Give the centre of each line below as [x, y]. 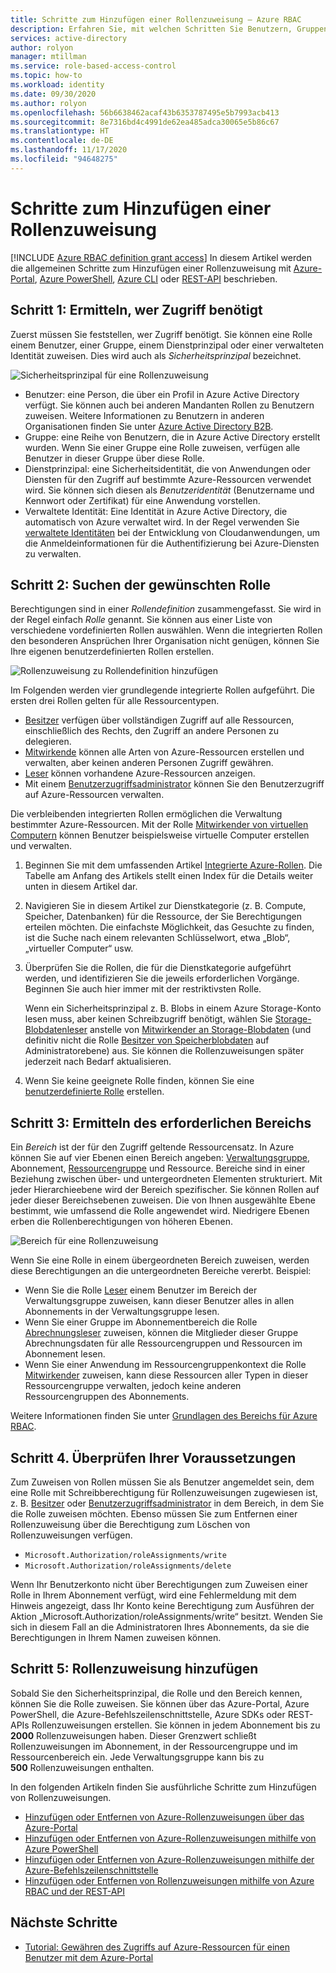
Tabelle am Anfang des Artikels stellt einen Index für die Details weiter [169, 876]
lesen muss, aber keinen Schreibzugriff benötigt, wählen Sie [148, 1019]
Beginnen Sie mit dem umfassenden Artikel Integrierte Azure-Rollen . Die [173, 865]
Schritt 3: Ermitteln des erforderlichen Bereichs [161, 1122]
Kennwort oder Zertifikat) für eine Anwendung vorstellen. [142, 500]
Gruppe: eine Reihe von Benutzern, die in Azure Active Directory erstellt [172, 437]
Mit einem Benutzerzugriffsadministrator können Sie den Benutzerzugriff [174, 784]
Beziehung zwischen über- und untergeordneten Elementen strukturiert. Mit [166, 1179]
